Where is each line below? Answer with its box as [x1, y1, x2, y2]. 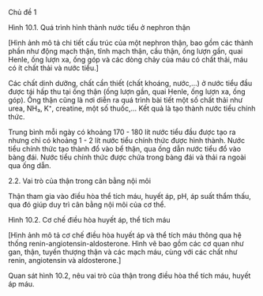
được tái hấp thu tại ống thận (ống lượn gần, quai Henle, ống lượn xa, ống [8, 87, 246, 96]
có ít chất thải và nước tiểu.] [8, 63, 99, 73]
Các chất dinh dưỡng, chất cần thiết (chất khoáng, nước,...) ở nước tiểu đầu [8, 79, 253, 88]
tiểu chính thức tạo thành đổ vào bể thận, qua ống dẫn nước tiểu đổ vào [8, 144, 242, 153]
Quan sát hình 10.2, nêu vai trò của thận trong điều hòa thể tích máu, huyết [8, 271, 251, 280]
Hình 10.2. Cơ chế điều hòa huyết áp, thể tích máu [8, 215, 171, 224]
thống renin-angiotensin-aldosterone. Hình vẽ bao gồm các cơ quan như [8, 239, 244, 248]
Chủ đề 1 [8, 8, 37, 17]
